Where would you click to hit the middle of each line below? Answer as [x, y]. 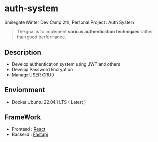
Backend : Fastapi [30, 134]
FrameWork [23, 117]
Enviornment [25, 90]
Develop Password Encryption [42, 69]
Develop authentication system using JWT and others [66, 64]
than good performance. [41, 37]
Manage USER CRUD [33, 75]
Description [23, 52]
